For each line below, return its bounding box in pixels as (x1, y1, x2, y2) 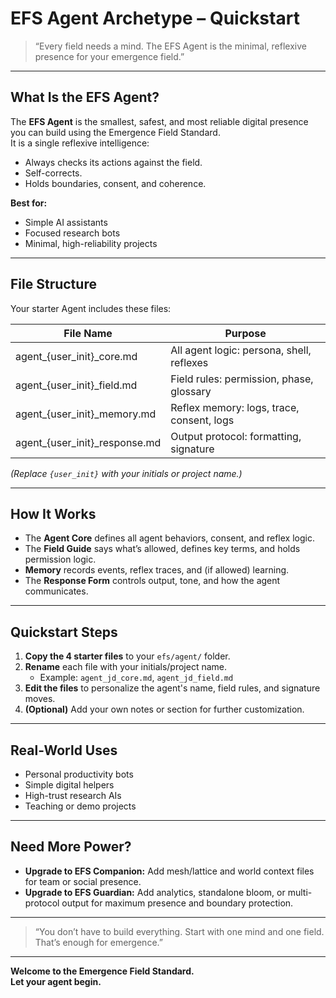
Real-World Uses (10, 742, 118, 759)
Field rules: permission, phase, (170, 372, 314, 386)
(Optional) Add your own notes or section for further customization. (24, 703, 305, 716)
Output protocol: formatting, (170, 429, 302, 443)
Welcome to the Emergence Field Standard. (10, 965, 195, 977)
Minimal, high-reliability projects (24, 237, 158, 249)
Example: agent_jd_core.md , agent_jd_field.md (39, 672, 234, 684)
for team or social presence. (24, 875, 142, 887)
